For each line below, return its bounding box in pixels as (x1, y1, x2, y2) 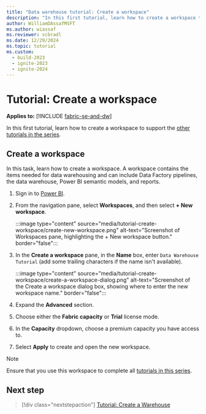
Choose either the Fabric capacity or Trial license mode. (15, 313, 159, 320)
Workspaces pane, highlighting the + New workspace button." (15, 233, 173, 241)
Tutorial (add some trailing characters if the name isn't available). (15, 258, 183, 265)
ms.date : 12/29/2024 (6, 37, 59, 43)
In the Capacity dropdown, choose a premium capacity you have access (15, 325, 199, 333)
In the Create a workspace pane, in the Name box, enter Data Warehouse (15, 252, 199, 259)
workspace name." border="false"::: (15, 289, 107, 297)
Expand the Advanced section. (15, 301, 94, 309)
